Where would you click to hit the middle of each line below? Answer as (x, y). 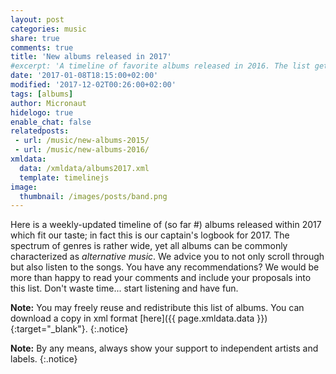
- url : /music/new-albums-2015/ (82, 141)
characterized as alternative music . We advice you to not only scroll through (167, 257)
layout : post (37, 19)
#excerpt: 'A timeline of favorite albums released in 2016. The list (160, 66)
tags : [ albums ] (42, 94)
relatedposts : (40, 131)
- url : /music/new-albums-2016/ (82, 150)
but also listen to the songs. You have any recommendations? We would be (165, 267)
